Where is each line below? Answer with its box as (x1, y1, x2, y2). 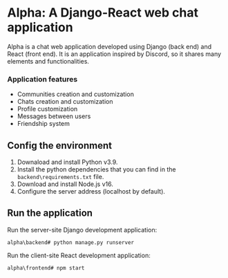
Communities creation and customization (17, 90, 135, 98)
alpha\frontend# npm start (7, 264, 85, 271)
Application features (7, 74, 78, 84)
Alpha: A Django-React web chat (7, 5, 199, 21)
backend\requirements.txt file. (17, 173, 104, 181)
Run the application (7, 207, 93, 219)
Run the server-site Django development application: (7, 225, 158, 234)
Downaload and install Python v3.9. (17, 158, 118, 167)
